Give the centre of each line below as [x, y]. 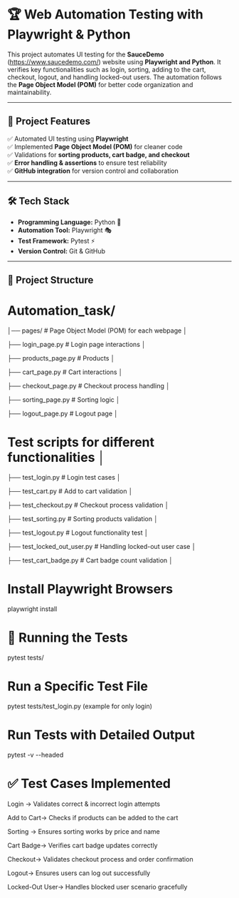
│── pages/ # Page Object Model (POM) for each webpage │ [97, 331]
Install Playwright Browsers [90, 589]
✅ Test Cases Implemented [89, 783]
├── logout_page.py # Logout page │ [63, 413]
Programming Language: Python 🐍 [69, 222]
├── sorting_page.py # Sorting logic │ [64, 399]
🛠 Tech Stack [38, 201]
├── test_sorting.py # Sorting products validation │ [83, 518]
